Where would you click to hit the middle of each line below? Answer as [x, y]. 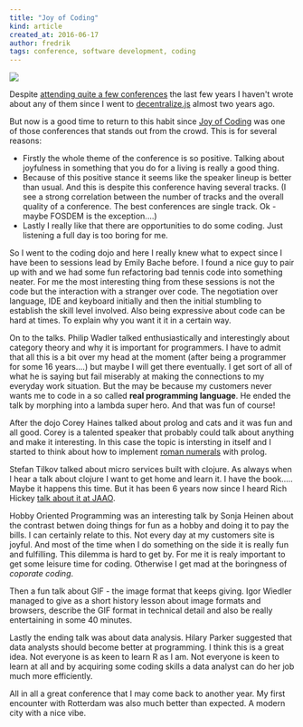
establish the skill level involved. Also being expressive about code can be [147, 311]
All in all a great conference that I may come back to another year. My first [147, 693]
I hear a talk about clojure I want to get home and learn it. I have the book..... [151, 479]
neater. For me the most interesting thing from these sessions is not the [142, 282]
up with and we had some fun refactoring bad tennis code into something [146, 272]
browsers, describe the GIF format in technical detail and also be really [141, 611]
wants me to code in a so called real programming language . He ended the [150, 396]
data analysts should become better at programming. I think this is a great [147, 647]
